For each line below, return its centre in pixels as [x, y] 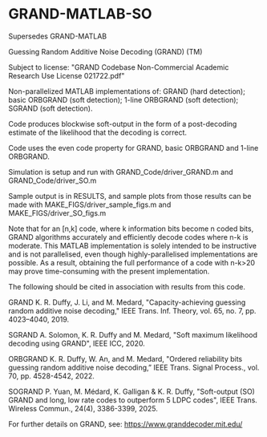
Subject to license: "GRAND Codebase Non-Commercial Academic [119, 67]
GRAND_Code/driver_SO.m [53, 180]
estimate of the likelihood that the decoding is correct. [97, 132]
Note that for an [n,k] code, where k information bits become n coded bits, [131, 229]
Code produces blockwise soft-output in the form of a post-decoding [123, 123]
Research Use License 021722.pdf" [67, 75]
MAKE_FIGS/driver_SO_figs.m [57, 212]
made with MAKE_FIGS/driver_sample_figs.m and [90, 204]
